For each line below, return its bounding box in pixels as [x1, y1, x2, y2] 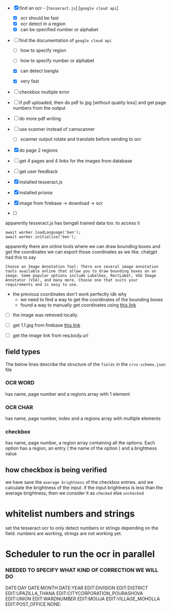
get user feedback [19, 168, 58, 174]
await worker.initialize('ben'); [5, 234, 77, 239]
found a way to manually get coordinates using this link [20, 302, 136, 308]
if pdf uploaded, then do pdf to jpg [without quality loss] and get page [19, 99, 166, 106]
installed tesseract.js [19, 179, 63, 185]
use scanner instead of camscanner [19, 126, 95, 132]
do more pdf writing [19, 115, 61, 122]
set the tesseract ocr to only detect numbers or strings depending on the [5, 525, 159, 531]
